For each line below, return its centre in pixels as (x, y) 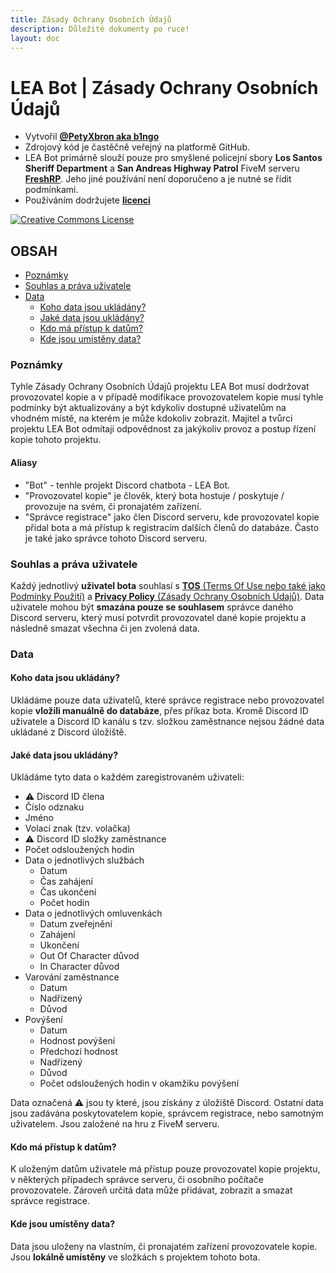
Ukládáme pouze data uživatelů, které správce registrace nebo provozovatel (167, 700)
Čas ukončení (68, 892)
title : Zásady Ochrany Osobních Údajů (91, 19)
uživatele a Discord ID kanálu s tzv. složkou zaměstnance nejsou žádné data (167, 722)
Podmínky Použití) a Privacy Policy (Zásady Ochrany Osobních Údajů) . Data (167, 596)
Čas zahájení (66, 882)
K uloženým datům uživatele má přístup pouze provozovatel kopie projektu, (165, 1169)
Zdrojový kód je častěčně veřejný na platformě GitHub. (137, 147)
